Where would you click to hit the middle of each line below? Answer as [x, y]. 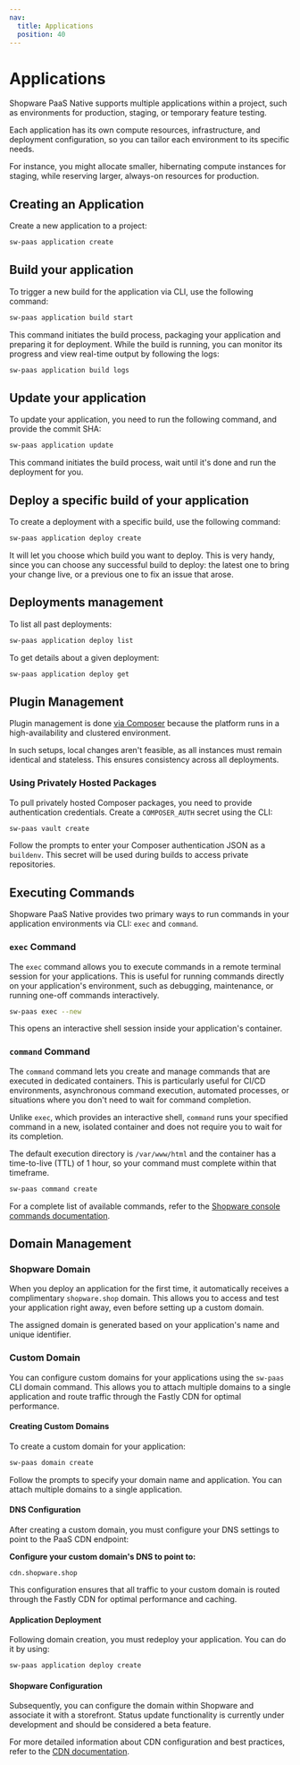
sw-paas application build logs [69, 370]
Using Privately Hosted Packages [83, 783]
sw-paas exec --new [46, 1011]
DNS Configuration [45, 1510]
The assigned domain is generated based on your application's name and [144, 1325]
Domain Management [71, 1244]
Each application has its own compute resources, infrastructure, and [135, 130]
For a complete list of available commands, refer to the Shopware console [145, 1206]
